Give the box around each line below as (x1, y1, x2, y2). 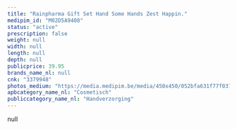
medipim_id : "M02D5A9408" (7, 17, 83, 24)
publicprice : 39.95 (7, 63, 65, 70)
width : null (7, 43, 42, 50)
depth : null (7, 56, 42, 63)
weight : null (7, 37, 46, 44)
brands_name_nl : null (7, 69, 71, 76)
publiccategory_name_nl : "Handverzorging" (7, 96, 134, 103)
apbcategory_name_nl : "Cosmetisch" (7, 89, 112, 96)
